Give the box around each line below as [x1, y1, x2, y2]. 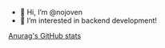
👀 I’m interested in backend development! [19, 16, 158, 25]
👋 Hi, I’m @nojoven [19, 8, 82, 17]
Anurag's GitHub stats [8, 31, 82, 40]
